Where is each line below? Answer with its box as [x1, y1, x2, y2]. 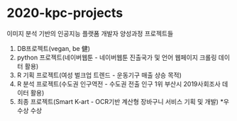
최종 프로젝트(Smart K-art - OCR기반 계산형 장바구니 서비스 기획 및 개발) [16, 97, 219, 105]
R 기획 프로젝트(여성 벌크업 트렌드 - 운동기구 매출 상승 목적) [16, 71, 182, 79]
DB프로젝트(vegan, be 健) [16, 44, 90, 52]
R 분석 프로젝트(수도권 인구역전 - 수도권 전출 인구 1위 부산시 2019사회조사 [16, 79, 221, 88]
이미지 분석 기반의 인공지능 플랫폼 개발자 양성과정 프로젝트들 [6, 29, 174, 38]
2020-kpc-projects [6, 5, 123, 21]
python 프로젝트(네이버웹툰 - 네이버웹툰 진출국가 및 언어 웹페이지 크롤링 [16, 53, 217, 62]
